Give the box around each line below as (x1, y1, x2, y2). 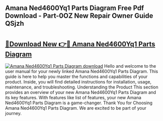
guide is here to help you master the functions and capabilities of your (5, 74, 148, 80)
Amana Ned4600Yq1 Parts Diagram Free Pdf (5, 4, 144, 12)
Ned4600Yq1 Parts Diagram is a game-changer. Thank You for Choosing (5, 100, 153, 106)
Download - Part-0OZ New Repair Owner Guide (5, 12, 153, 20)
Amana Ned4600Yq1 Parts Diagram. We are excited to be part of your (5, 105, 147, 111)
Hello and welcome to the (104, 63, 157, 69)
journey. (5, 111, 22, 116)
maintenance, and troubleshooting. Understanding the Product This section (5, 84, 159, 90)
